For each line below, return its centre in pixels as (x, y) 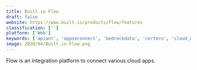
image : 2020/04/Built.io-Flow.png (48, 44)
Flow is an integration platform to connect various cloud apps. (81, 60)
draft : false (22, 17)
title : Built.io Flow (33, 11)
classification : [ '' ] (33, 28)
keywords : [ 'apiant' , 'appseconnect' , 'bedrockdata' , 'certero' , (88, 38)
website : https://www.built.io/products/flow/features (74, 22)
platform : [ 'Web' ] (28, 33)
